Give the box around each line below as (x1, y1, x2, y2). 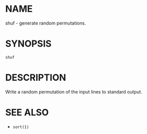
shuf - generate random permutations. (5, 20, 86, 26)
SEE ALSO (5, 107, 49, 118)
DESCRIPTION (5, 72, 66, 83)
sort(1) (12, 124, 29, 129)
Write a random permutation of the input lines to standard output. (5, 88, 142, 95)
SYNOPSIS (5, 38, 52, 50)
